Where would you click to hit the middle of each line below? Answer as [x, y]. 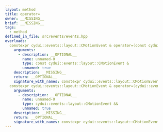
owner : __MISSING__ [25, 18]
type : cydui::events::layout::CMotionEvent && [70, 104]
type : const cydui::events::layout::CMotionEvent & [76, 63]
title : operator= [23, 14]
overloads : [16, 41]
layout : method [20, 9]
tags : [10, 28]
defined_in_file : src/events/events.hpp [47, 37]
